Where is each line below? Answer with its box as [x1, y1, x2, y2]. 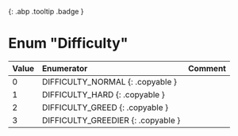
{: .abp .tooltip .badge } [8, 7, 85, 16]
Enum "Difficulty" [8, 35, 129, 52]
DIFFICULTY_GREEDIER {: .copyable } [42, 115, 181, 126]
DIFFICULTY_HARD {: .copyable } [42, 89, 165, 100]
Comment [187, 62, 226, 74]
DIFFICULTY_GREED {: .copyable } [42, 102, 169, 113]
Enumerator [42, 62, 88, 74]
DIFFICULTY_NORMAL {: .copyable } [42, 76, 177, 87]
